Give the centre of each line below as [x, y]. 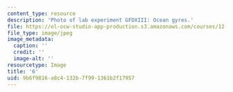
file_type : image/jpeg [40, 33]
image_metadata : [31, 39]
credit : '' [29, 53]
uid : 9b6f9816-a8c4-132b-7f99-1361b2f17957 [71, 78]
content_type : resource [42, 13]
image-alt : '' [34, 59]
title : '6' [23, 71]
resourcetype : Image [37, 65]
